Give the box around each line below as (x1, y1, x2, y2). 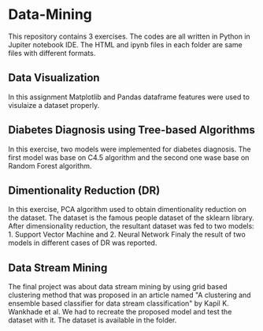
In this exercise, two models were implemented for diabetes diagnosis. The (8, 144, 251, 154)
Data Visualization (8, 71, 100, 84)
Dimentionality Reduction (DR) (8, 184, 161, 197)
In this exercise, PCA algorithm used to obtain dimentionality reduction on (8, 205, 246, 214)
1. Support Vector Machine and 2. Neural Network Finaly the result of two (8, 230, 246, 240)
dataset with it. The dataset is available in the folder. (8, 315, 177, 325)
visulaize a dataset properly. (8, 100, 100, 110)
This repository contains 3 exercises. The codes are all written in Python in (8, 32, 250, 41)
